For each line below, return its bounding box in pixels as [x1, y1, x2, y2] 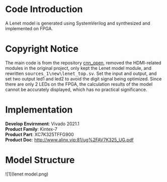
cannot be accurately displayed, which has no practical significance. [5, 86, 147, 93]
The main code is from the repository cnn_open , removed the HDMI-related [5, 59, 161, 66]
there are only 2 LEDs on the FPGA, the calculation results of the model [5, 81, 152, 87]
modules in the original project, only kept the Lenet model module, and [5, 65, 152, 71]
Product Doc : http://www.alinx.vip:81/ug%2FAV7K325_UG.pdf [5, 137, 134, 143]
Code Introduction [5, 4, 83, 15]
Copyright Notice [5, 43, 79, 55]
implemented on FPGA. [5, 25, 53, 31]
